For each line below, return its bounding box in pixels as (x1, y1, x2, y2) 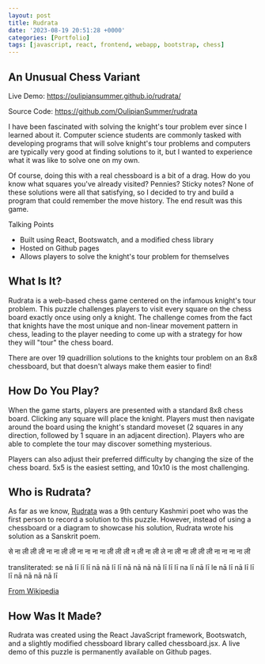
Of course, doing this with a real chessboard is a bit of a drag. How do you (8, 171, 251, 180)
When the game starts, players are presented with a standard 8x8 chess (8, 405, 244, 415)
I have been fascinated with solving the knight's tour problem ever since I (8, 122, 247, 131)
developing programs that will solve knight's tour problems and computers (8, 138, 251, 148)
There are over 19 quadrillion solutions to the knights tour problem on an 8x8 (8, 353, 258, 362)
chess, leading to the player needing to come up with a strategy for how (8, 329, 243, 338)
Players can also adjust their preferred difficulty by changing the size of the (8, 454, 254, 463)
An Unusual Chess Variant (8, 70, 141, 84)
